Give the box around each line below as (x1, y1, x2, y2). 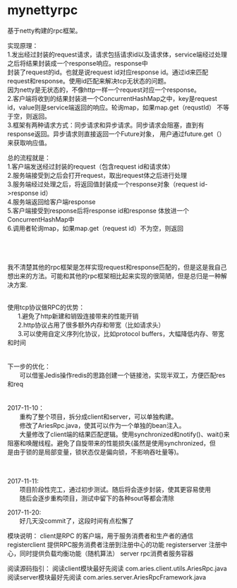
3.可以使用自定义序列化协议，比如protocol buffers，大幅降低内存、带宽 (17, 329, 224, 337)
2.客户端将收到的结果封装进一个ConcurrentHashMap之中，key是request (7, 94, 217, 102)
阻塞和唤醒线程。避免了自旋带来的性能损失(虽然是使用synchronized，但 (7, 438, 217, 447)
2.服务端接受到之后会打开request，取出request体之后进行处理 (7, 171, 187, 179)
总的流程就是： (7, 153, 51, 162)
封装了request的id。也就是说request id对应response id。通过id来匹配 (7, 68, 209, 76)
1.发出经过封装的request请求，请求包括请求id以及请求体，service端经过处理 (7, 50, 228, 59)
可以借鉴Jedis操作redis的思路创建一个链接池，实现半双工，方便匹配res (19, 371, 226, 379)
